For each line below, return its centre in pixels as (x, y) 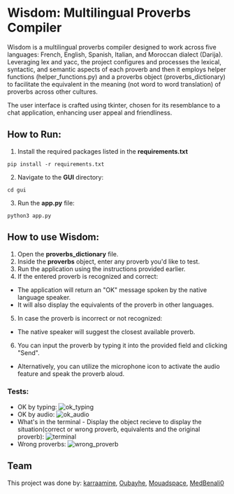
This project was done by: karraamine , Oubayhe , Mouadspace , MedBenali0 (116, 483)
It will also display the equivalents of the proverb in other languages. (116, 305)
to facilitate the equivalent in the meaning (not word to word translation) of (114, 84)
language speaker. (44, 297)
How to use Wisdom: (53, 237)
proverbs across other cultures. (52, 92)
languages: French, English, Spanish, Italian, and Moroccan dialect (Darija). (115, 55)
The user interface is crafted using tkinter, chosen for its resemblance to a (114, 105)
